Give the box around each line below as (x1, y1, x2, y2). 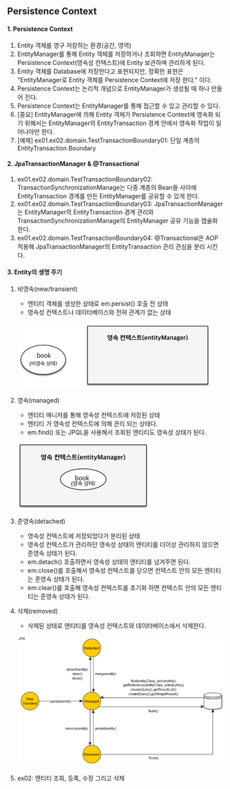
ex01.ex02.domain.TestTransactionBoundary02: (17, 175, 153, 183)
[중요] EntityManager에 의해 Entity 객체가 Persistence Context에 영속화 (17, 110, 213, 118)
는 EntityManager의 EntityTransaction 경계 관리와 (17, 207, 154, 216)
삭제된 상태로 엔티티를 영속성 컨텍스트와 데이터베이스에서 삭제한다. (27, 622, 207, 629)
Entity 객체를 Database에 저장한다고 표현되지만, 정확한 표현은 (17, 67, 184, 75)
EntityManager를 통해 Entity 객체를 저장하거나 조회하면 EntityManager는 (17, 50, 216, 58)
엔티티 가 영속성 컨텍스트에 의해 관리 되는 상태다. (27, 419, 158, 428)
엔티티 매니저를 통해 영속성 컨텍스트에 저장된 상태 (27, 411, 160, 419)
